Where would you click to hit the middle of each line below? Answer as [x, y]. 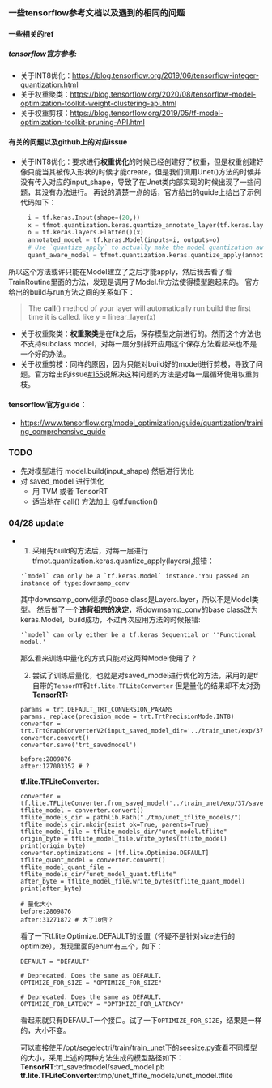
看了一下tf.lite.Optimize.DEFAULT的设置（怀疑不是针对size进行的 [127, 935]
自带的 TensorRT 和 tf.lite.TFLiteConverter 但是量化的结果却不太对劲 [146, 685]
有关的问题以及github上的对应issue [68, 142]
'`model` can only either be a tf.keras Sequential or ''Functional [138, 634]
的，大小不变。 [45, 1030]
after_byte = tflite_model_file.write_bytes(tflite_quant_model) [132, 881]
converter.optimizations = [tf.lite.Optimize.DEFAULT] [115, 853]
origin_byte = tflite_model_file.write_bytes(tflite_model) [123, 839]
